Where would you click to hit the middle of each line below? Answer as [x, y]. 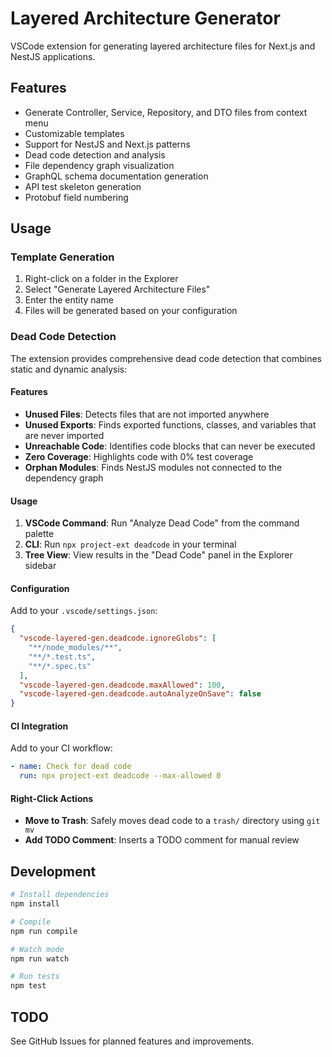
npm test [28, 986]
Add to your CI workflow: [61, 748]
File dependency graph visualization [99, 165]
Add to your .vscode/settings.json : [84, 611]
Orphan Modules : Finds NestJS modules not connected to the [153, 467]
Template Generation [62, 257]
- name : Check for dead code [71, 767]
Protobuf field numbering [76, 197]
